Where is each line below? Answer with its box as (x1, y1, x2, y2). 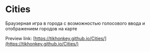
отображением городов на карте (5, 25, 78, 31)
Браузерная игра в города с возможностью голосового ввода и (5, 20, 145, 26)
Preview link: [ (5, 35, 35, 41)
